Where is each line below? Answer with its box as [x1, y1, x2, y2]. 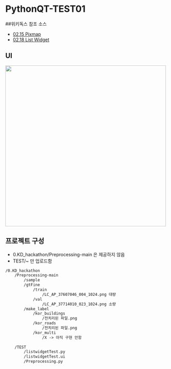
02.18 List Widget [12, 37, 50, 43]
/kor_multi [32, 330, 56, 335]
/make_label [24, 306, 50, 311]
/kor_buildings [32, 311, 66, 317]
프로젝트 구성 [5, 237, 45, 245]
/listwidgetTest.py [24, 349, 66, 355]
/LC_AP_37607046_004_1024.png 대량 [42, 292, 117, 297]
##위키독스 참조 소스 [5, 21, 47, 27]
